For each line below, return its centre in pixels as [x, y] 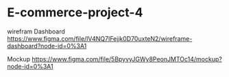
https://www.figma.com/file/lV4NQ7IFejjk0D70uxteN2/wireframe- [100, 38]
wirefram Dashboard [36, 31]
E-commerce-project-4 [75, 13]
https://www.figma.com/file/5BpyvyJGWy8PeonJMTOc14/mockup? [127, 59]
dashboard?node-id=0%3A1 [47, 46]
